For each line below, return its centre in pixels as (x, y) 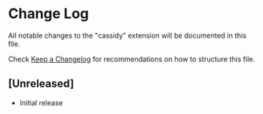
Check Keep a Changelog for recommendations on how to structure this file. (132, 59)
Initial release (41, 102)
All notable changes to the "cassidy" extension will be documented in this (127, 35)
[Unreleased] (41, 84)
